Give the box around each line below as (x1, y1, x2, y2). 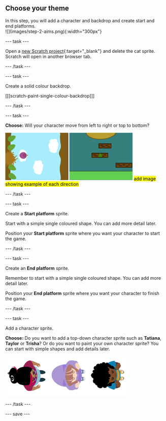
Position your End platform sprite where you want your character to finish (5, 290, 160, 296)
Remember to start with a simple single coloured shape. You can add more (5, 275, 161, 281)
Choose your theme (5, 4, 70, 13)
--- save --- (5, 411, 30, 417)
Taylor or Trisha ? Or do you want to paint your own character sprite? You (5, 340, 159, 346)
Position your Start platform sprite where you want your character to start (5, 230, 160, 236)
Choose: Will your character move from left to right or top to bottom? (5, 122, 150, 128)
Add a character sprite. (5, 325, 54, 331)
